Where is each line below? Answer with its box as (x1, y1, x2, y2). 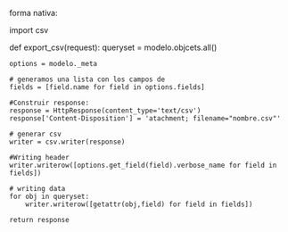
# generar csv (9, 129, 62, 138)
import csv (9, 25, 49, 35)
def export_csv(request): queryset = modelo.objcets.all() (9, 42, 218, 53)
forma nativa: (9, 8, 58, 18)
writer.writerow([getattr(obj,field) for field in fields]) (25, 200, 253, 209)
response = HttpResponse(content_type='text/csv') (9, 106, 202, 115)
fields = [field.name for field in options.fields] (9, 83, 205, 92)
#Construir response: (9, 98, 90, 107)
